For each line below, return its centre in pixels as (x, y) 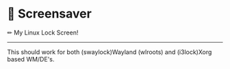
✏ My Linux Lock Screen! (43, 32)
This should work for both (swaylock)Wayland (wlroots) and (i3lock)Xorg (110, 52)
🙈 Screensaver (50, 14)
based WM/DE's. (31, 59)
